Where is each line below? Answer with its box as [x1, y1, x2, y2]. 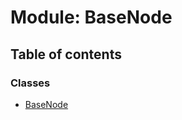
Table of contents [10, 46, 122, 63]
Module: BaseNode [10, 6, 173, 29]
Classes [10, 76, 51, 90]
